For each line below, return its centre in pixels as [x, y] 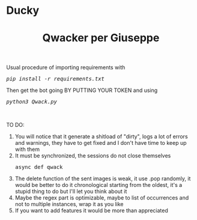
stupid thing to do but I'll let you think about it [71, 191]
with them [27, 149]
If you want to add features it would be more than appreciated [91, 210]
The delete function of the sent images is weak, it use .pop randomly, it [103, 179]
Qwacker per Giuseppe [101, 38]
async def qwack [39, 167]
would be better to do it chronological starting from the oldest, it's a [98, 185]
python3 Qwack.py [32, 102]
